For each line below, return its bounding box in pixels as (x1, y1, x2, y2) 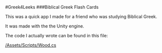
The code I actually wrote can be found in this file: (5, 33, 108, 38)
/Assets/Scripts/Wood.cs (5, 42, 56, 48)
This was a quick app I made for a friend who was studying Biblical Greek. (5, 14, 158, 19)
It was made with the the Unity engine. (5, 23, 85, 29)
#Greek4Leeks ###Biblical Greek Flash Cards (5, 4, 99, 10)
